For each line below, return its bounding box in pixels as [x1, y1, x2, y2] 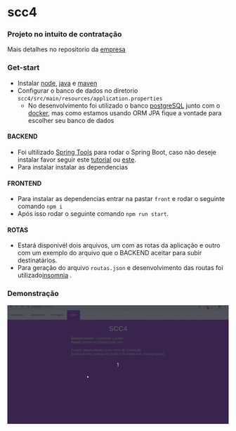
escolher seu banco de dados [27, 116, 114, 124]
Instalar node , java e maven [17, 79, 98, 87]
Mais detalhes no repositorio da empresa [7, 45, 126, 53]
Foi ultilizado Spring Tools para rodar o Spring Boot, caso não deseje [17, 148, 216, 156]
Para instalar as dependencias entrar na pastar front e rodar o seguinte [17, 195, 225, 203]
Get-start [7, 63, 40, 72]
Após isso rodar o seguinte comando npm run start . [17, 210, 169, 218]
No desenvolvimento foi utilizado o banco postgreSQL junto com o [27, 101, 221, 110]
